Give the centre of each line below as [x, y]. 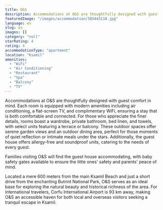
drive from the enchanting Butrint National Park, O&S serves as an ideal [76, 181]
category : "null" [23, 37]
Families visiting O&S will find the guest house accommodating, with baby [79, 156]
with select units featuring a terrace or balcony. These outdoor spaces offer [81, 126]
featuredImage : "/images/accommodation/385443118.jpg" [62, 19]
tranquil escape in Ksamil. [31, 202]
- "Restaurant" [25, 73]
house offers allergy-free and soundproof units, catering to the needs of [77, 142]
